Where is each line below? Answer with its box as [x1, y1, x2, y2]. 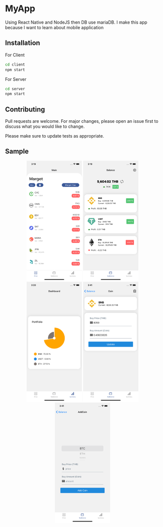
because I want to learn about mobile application [5, 24, 104, 30]
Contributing [5, 105, 45, 113]
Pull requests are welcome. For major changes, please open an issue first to [5, 118, 159, 124]
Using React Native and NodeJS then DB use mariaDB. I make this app [5, 19, 147, 25]
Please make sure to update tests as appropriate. [5, 133, 105, 139]
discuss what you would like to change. [5, 124, 85, 130]
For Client [5, 52, 25, 58]
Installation [5, 39, 40, 47]
